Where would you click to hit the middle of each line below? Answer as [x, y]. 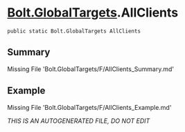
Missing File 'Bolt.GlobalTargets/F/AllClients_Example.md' [89, 107]
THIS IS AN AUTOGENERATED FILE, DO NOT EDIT [79, 121]
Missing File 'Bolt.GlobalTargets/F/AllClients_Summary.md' [91, 69]
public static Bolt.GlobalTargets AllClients [74, 31]
